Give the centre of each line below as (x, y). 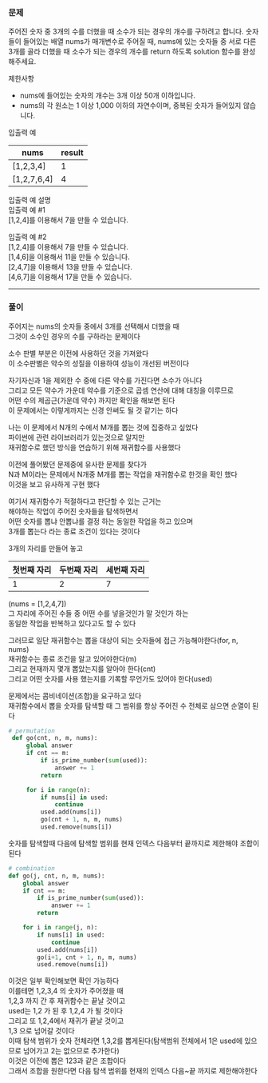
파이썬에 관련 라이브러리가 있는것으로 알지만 (77, 437)
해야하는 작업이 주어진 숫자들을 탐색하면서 (73, 511)
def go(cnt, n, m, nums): (55, 738)
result (72, 153)
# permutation (32, 731)
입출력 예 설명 (30, 200)
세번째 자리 (125, 569)
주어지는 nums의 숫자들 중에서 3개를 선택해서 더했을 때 (94, 326)
